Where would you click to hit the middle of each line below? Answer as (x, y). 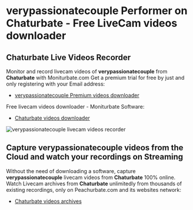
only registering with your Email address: (56, 84)
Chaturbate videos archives (48, 201)
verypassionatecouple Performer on (97, 11)
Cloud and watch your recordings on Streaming (95, 157)
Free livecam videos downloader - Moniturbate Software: (75, 106)
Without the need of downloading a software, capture (71, 171)
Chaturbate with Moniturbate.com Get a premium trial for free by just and (95, 78)
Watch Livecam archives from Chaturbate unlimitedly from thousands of (94, 184)
